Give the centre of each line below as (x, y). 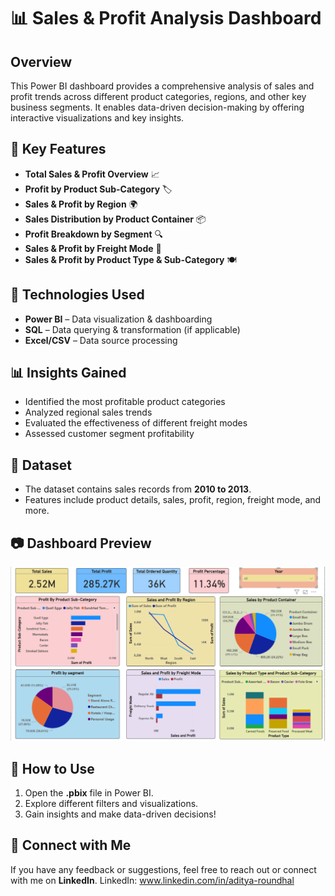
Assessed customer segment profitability (109, 434)
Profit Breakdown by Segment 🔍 (93, 234)
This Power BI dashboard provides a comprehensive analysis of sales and (162, 86)
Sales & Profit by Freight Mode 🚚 (93, 248)
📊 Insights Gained (68, 373)
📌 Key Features (58, 149)
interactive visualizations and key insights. (97, 118)
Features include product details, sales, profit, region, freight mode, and (173, 500)
